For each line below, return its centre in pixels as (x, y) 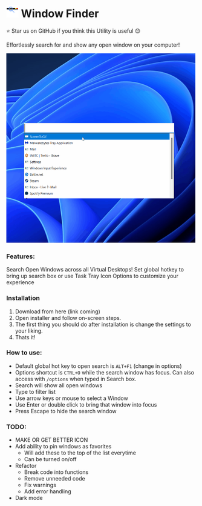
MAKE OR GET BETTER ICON (51, 440)
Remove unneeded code (55, 479)
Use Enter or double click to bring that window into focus (86, 404)
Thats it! (25, 337)
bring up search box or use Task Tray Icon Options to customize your (92, 276)
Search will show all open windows (59, 385)
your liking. (29, 331)
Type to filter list (35, 391)
